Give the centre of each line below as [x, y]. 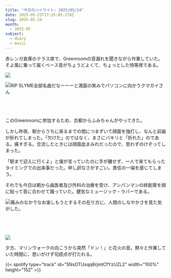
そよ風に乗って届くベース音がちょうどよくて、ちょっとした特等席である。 [83, 65]
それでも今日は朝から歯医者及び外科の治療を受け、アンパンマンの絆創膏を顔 [86, 185]
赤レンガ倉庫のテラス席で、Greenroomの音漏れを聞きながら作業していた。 [84, 58]
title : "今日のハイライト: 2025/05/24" [45, 10]
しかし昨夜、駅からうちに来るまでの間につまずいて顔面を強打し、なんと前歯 [86, 131]
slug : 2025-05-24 [24, 19]
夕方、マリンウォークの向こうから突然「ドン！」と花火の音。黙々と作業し [83, 248]
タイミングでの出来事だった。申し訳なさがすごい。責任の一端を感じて [79, 167]
